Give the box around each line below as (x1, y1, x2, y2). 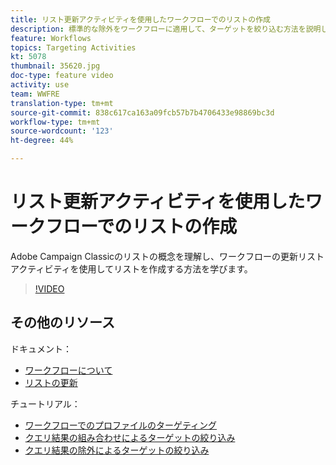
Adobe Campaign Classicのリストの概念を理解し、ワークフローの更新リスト (10, 250, 325, 262)
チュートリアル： (10, 397, 81, 410)
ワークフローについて (24, 364, 113, 376)
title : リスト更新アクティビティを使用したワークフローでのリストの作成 (10, 14, 272, 25)
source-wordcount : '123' (10, 126, 114, 136)
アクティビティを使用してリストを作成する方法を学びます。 (10, 262, 253, 275)
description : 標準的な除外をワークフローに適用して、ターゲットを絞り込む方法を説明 (10, 24, 322, 34)
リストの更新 (24, 376, 78, 388)
